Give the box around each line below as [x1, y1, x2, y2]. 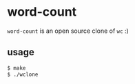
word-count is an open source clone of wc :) [7, 27, 129, 35]
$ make [7, 64, 26, 72]
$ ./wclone [7, 71, 39, 78]
